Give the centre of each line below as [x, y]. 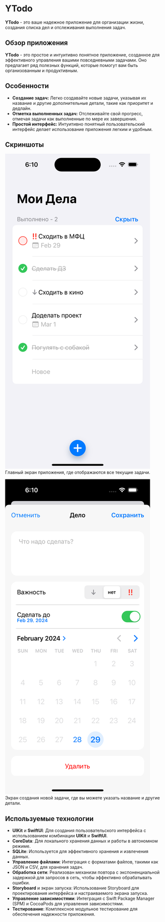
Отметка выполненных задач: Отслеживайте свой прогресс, [78, 113]
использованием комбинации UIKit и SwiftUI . [60, 836]
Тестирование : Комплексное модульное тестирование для [75, 909]
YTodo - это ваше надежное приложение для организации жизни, [75, 22]
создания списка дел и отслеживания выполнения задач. [66, 27]
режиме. [21, 846]
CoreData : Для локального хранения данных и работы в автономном [85, 841]
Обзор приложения [36, 43]
